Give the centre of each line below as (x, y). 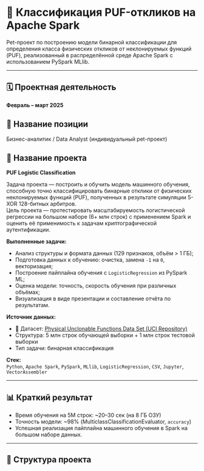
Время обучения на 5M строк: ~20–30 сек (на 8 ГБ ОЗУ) (88, 415)
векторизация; (34, 266)
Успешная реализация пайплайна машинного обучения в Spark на (101, 428)
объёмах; (28, 292)
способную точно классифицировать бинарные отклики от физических (99, 191)
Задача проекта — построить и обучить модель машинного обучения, (98, 185)
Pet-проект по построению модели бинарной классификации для (92, 42)
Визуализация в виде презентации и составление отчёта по (93, 299)
